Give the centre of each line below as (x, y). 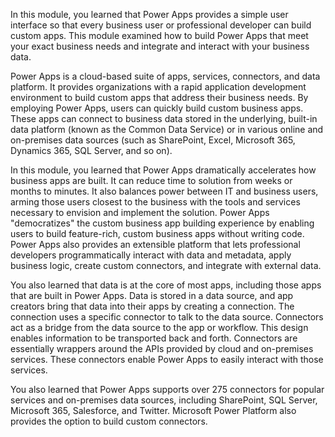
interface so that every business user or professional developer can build (161, 25)
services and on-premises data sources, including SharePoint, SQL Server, (164, 400)
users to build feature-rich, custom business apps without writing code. (157, 233)
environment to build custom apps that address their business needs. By (159, 97)
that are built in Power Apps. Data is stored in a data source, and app (152, 295)
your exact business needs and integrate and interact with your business (160, 46)
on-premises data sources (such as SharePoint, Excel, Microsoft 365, (153, 140)
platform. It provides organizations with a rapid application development (158, 87)
